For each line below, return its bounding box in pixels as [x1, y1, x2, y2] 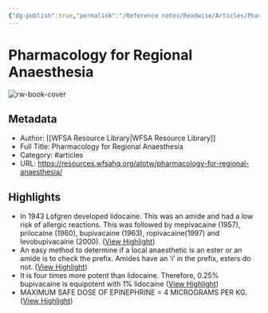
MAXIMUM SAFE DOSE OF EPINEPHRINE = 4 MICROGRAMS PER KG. [19, 288, 248, 297]
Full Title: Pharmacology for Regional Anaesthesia [19, 142, 183, 151]
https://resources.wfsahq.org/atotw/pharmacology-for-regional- [37, 158, 250, 168]
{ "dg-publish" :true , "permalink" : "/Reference [8, 11, 159, 20]
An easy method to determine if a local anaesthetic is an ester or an [19, 245, 242, 255]
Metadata [8, 112, 57, 126]
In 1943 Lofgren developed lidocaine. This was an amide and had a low [19, 212, 254, 221]
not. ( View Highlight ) [19, 262, 88, 272]
